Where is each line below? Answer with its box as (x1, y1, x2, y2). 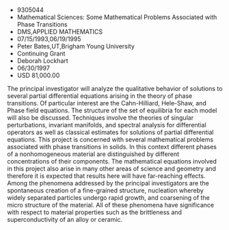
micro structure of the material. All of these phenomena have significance (7, 201, 214, 209)
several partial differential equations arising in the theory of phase (7, 92, 193, 100)
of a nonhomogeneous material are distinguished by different (7, 150, 180, 158)
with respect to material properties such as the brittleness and (7, 208, 183, 216)
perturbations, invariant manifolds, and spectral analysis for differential (7, 121, 206, 129)
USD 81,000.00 (16, 71, 60, 79)
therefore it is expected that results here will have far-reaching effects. (7, 172, 206, 180)
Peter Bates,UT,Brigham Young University (16, 42, 135, 50)
